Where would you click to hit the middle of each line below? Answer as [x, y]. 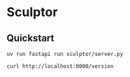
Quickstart [31, 38]
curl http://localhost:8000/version [60, 66]
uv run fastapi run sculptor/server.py [65, 54]
